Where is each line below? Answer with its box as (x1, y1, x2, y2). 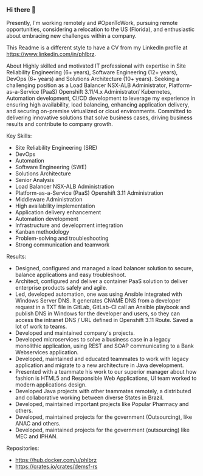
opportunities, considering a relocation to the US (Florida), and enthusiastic (6, 26, 195, 33)
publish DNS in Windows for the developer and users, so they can (15, 310, 181, 317)
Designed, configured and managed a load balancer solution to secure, (15, 265, 193, 272)
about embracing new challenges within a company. (6, 32, 137, 40)
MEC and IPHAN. (15, 433, 58, 440)
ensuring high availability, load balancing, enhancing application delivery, (6, 101, 190, 108)
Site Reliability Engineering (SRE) (15, 144, 98, 152)
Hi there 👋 (6, 5, 36, 14)
